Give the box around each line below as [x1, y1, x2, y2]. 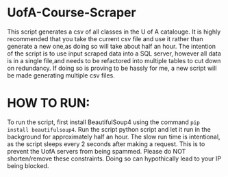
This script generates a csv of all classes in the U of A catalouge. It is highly [7, 27, 221, 36]
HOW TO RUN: [7, 95, 90, 111]
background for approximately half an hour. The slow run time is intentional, [7, 132, 220, 141]
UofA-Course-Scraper [7, 5, 136, 21]
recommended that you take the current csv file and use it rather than [7, 34, 203, 43]
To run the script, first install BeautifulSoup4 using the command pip [7, 118, 200, 126]
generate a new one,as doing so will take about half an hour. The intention [7, 42, 216, 50]
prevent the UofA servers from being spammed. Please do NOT [7, 147, 186, 155]
